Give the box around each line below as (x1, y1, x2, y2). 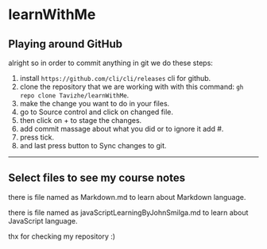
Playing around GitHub (8, 37, 123, 51)
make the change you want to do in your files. (19, 99, 170, 108)
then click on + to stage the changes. (19, 116, 142, 125)
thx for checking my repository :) (8, 232, 116, 241)
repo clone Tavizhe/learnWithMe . (19, 90, 130, 100)
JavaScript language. (8, 216, 78, 225)
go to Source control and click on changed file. (19, 107, 173, 117)
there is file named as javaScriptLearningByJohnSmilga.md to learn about (8, 208, 249, 217)
